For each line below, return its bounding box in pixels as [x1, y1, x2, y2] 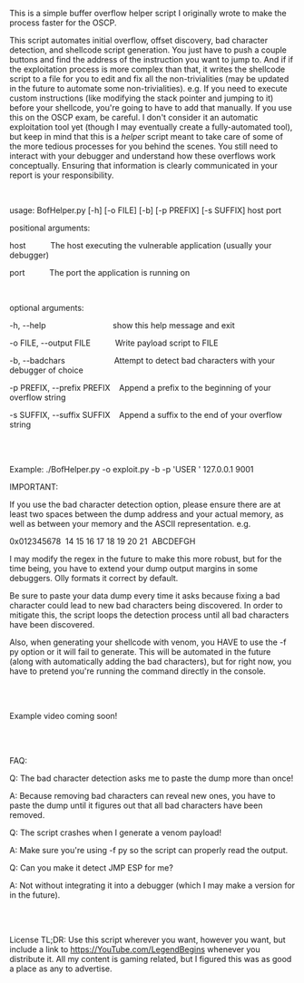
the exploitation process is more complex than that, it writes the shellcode [9, 63, 286, 74]
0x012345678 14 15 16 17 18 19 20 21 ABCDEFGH [9, 536, 196, 547]
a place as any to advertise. [9, 963, 113, 974]
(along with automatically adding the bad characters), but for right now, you [9, 657, 292, 667]
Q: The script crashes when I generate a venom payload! [9, 827, 222, 838]
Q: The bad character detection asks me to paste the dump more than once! [9, 773, 294, 783]
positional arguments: [9, 222, 91, 233]
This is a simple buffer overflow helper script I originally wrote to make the [9, 8, 288, 18]
